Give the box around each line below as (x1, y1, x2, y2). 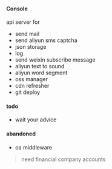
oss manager (15, 76, 48, 83)
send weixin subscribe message (15, 56, 96, 63)
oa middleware (15, 143, 53, 151)
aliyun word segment (15, 69, 68, 76)
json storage (15, 43, 47, 51)
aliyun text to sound (15, 63, 65, 70)
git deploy (15, 88, 41, 96)
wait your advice (15, 116, 57, 123)
